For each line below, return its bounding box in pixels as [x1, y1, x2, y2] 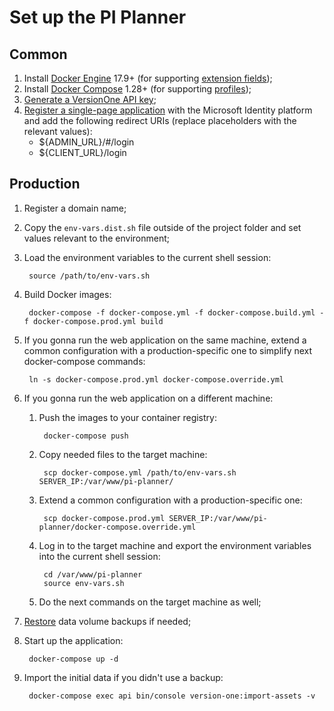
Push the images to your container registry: [38, 411, 217, 423]
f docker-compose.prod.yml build [23, 316, 164, 326]
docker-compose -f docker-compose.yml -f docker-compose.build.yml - [28, 307, 325, 318]
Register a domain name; [23, 202, 127, 214]
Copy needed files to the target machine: [38, 448, 208, 460]
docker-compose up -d [28, 654, 119, 664]
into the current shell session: [38, 550, 161, 562]
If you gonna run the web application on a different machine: [23, 392, 274, 404]
